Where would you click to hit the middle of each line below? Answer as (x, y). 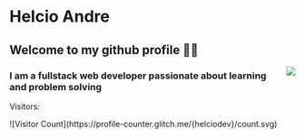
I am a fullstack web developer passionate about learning (138, 76)
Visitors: (25, 106)
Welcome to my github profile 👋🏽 (104, 50)
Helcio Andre (60, 17)
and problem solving (56, 87)
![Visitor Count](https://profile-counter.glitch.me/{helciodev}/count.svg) (143, 124)
